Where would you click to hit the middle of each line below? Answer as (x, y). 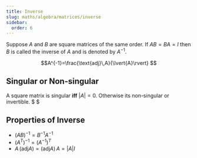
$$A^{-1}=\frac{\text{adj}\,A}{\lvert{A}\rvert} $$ (99, 63)
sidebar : (17, 22)
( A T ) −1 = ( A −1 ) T (33, 142)
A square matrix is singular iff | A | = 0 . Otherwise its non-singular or (88, 95)
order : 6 (22, 28)
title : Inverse (25, 11)
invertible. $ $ (23, 102)
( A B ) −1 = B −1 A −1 (34, 135)
